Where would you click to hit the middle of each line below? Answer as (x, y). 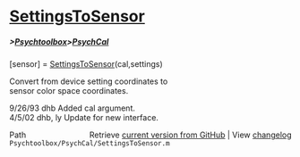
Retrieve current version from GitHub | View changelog (190, 135)
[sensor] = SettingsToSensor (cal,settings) (86, 64)
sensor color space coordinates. (69, 91)
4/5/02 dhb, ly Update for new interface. (84, 118)
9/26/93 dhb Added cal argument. (73, 108)
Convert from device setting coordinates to (89, 81)
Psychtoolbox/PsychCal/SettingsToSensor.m (90, 144)
